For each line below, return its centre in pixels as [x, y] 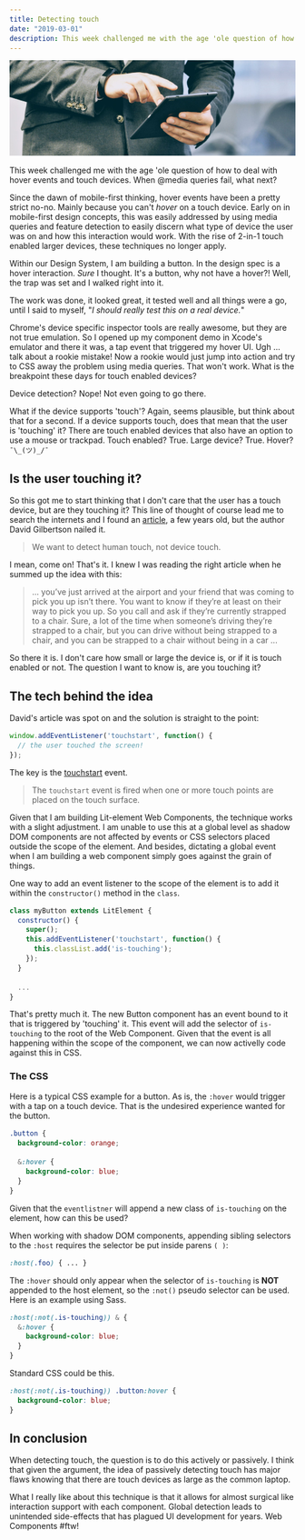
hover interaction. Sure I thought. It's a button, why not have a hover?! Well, [150, 274]
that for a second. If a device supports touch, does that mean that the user [149, 421]
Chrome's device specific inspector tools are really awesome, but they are [148, 328]
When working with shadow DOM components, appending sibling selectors [150, 1235]
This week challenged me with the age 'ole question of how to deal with [144, 170]
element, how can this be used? [69, 1217]
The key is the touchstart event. [69, 772]
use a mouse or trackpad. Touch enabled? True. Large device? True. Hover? [152, 440]
